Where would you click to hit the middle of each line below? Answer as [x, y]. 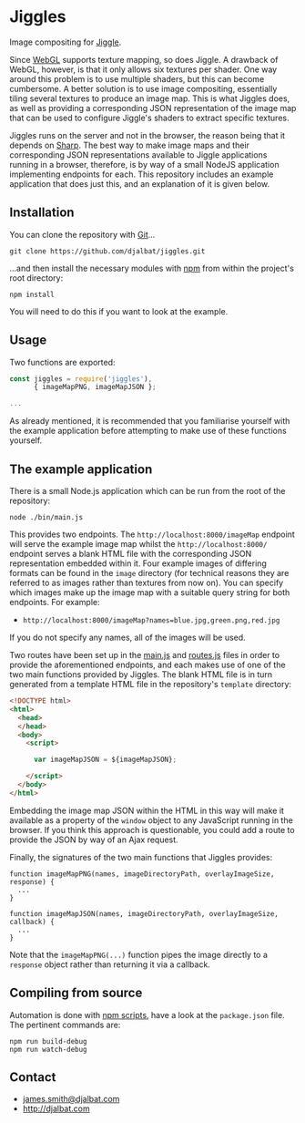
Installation [42, 213]
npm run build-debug [49, 1041]
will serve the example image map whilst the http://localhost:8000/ [138, 544]
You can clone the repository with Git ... [82, 234]
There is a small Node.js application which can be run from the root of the [147, 491]
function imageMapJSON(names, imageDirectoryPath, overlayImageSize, [144, 913]
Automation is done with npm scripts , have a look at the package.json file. [147, 1015]
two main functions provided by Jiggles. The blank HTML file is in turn [141, 675]
